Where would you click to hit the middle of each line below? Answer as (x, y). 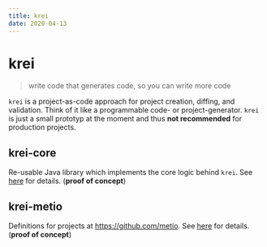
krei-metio (36, 206)
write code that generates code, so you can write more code (129, 86)
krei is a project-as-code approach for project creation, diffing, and (122, 101)
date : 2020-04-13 (38, 23)
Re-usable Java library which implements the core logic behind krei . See (131, 172)
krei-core (32, 153)
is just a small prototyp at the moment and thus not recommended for (125, 119)
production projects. (42, 127)
